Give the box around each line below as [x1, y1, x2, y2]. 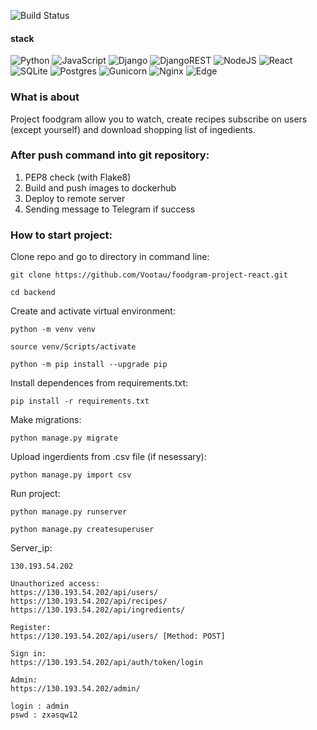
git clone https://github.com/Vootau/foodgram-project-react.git [10, 270, 288, 280]
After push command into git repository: [10, 148, 210, 162]
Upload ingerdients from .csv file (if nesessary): [10, 451, 207, 463]
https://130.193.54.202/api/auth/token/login [10, 658, 203, 668]
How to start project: [10, 228, 113, 242]
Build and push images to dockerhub [24, 181, 177, 194]
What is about [10, 90, 80, 104]
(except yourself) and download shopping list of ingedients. [10, 123, 256, 135]
